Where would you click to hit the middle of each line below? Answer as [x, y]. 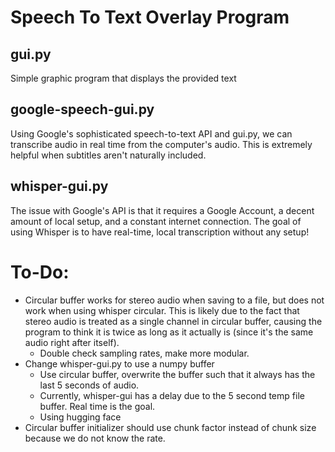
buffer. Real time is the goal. [97, 406]
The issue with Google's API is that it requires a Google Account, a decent [162, 210]
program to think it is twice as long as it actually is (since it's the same [169, 332]
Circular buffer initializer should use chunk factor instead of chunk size [170, 427]
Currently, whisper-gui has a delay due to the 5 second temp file [172, 395]
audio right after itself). [72, 342]
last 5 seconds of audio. [89, 385]
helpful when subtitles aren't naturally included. [108, 155]
